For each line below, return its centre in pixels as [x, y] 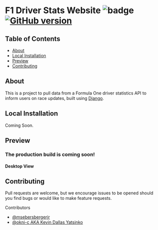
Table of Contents [33, 39]
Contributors [18, 208]
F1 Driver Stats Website [53, 10]
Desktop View [19, 166]
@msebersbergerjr [31, 217]
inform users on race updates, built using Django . [54, 98]
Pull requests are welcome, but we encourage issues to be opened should [79, 193]
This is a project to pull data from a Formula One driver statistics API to [76, 93]
